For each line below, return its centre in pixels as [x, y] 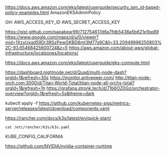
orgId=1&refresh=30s [27, 77]
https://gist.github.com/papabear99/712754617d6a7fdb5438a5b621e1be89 [82, 32]
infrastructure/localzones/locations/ [42, 53]
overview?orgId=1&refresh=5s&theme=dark [50, 93]
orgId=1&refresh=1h [25, 88]
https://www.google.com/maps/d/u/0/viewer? [52, 37]
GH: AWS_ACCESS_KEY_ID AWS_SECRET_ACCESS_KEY [63, 22]
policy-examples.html [27, 12]
